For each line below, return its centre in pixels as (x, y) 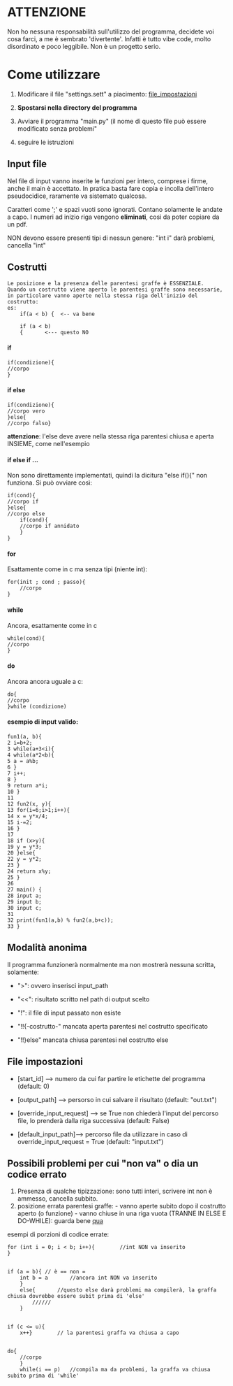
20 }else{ (22, 853)
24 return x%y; (29, 871)
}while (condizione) (37, 706)
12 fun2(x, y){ (29, 804)
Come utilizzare (54, 75)
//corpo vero (26, 411)
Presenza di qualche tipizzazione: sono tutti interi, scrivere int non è (115, 1191)
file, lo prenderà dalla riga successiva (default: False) (93, 1120)
